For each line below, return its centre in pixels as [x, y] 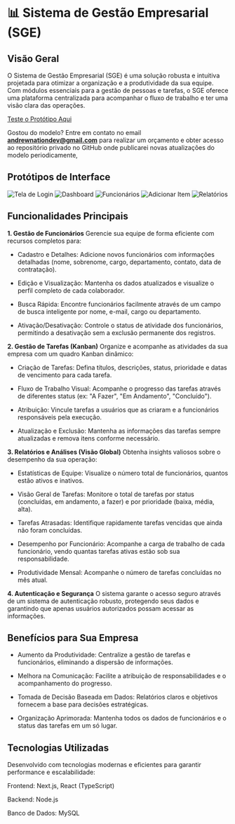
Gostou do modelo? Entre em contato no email [74, 133]
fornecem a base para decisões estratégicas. [83, 704]
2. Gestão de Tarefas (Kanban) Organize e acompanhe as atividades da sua [117, 346]
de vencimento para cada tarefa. [65, 375]
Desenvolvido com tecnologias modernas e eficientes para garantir [104, 765]
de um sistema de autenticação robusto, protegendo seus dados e [103, 601]
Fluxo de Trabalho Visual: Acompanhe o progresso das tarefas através [119, 388]
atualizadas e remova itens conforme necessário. [88, 438]
